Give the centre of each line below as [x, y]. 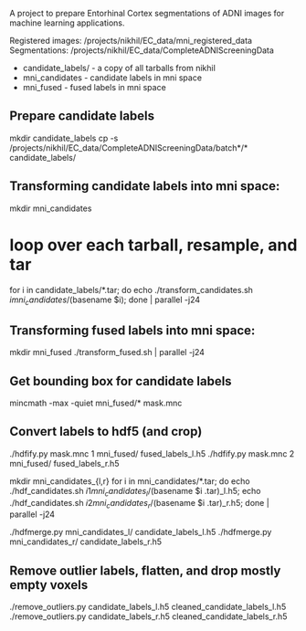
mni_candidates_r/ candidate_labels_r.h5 [86, 542]
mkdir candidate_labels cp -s [64, 138]
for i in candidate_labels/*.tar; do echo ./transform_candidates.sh [132, 289]
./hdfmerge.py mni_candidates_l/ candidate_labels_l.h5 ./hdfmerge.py [141, 532]
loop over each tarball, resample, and [153, 245]
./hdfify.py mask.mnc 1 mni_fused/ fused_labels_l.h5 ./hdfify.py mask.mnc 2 [152, 453]
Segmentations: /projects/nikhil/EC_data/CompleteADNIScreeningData [142, 50]
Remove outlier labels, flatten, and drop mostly [145, 570]
